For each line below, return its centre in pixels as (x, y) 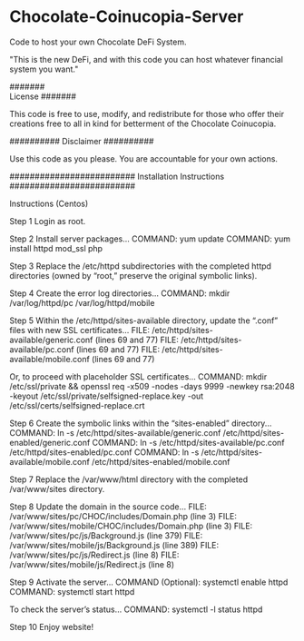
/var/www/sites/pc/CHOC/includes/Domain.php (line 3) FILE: (123, 516)
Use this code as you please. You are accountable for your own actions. (144, 158)
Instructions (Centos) (49, 203)
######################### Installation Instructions (117, 176)
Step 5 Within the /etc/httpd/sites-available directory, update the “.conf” (144, 320)
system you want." (44, 69)
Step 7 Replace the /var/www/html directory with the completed (129, 479)
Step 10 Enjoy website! (51, 626)
